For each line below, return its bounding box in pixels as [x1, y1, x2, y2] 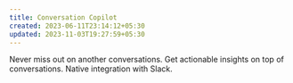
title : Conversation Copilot [9, 12, 118, 22]
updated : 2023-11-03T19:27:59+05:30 [9, 29, 145, 38]
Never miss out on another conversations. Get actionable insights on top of [9, 54, 285, 65]
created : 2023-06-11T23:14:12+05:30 [9, 21, 145, 30]
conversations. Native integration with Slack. [9, 63, 173, 74]
